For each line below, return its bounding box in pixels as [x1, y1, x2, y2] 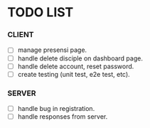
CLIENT [7, 30, 34, 40]
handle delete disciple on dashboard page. [17, 54, 144, 63]
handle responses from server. [17, 112, 108, 121]
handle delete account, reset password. [17, 62, 134, 70]
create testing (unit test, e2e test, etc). [17, 70, 130, 78]
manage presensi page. [17, 46, 87, 54]
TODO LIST [7, 4, 74, 21]
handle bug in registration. [17, 105, 95, 113]
